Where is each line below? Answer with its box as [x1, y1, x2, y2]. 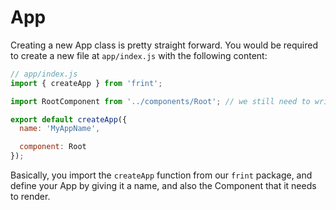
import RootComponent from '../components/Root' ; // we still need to [10, 96, 311, 106]
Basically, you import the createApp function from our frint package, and [10, 169, 313, 181]
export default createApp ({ [10, 114, 128, 125]
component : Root [19, 142, 87, 152]
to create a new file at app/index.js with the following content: [10, 49, 268, 61]
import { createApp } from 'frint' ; [10, 78, 163, 88]
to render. [10, 191, 51, 203]
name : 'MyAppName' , [19, 124, 101, 134]
